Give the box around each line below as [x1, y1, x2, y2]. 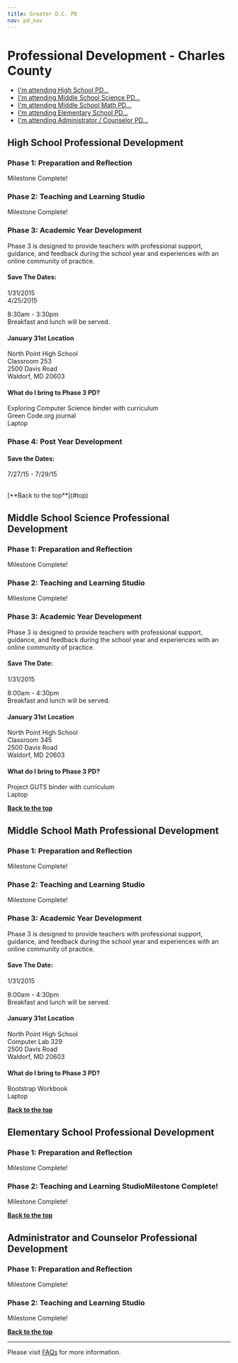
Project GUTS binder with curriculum [7, 783, 115, 791]
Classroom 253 [7, 357, 52, 366]
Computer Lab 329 [7, 1038, 62, 1046]
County [7, 62, 52, 79]
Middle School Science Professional [7, 512, 170, 524]
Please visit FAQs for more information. [7, 1348, 122, 1357]
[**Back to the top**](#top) [7, 491, 89, 500]
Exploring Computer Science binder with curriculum [7, 404, 159, 413]
